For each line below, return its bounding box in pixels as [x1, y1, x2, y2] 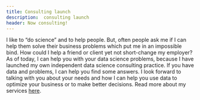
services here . [6, 87, 42, 95]
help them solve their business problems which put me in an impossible [6, 43, 182, 50]
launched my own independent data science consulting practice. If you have [6, 62, 194, 69]
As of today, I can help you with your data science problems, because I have [6, 55, 194, 63]
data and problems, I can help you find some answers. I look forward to [6, 68, 181, 75]
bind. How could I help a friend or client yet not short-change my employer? [6, 49, 193, 56]
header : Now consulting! [6, 20, 68, 26]
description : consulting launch [6, 14, 90, 20]
